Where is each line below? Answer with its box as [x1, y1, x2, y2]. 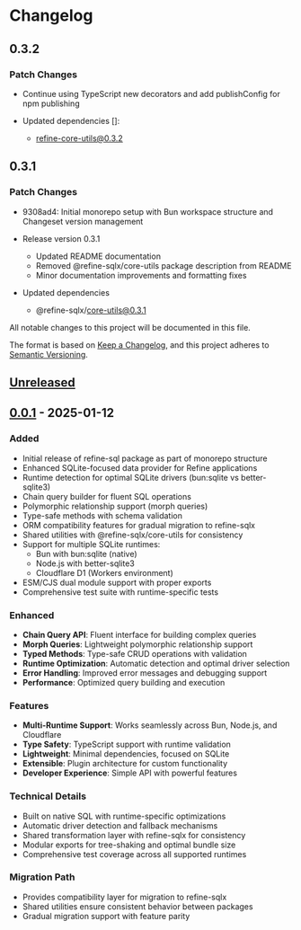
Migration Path [9, 871, 75, 883]
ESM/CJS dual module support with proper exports [22, 577, 212, 588]
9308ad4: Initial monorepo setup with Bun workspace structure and [22, 206, 274, 217]
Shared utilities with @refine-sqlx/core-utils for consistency [22, 529, 243, 540]
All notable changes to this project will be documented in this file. [9, 322, 252, 332]
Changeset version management [22, 216, 144, 226]
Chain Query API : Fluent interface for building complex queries [22, 629, 257, 640]
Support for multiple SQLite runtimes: [22, 538, 161, 549]
